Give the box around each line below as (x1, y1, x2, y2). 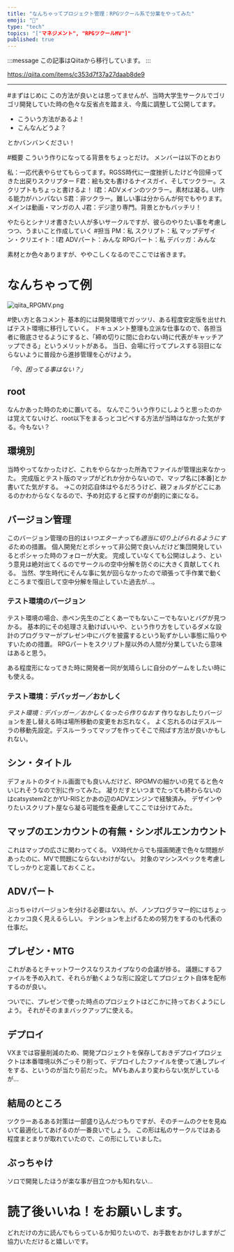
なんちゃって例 (7, 278, 93, 294)
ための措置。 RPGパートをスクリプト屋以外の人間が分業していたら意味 (19, 640, 223, 648)
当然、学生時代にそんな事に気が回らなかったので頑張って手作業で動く (20, 568, 222, 577)
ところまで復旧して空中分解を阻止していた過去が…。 (7, 577, 159, 586)
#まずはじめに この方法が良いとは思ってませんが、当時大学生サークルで (7, 92, 214, 100)
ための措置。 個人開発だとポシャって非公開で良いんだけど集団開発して (13, 542, 216, 551)
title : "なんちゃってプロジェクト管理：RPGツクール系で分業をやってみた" (7, 10, 195, 17)
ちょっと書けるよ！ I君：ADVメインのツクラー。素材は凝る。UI (37, 186, 219, 194)
